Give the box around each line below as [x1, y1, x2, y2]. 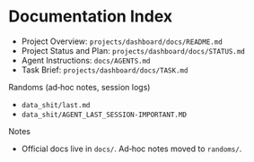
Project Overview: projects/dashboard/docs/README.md [21, 36, 223, 47]
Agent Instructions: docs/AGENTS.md [21, 55, 151, 65]
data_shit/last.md [21, 100, 91, 109]
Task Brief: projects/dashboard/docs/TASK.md [21, 64, 188, 75]
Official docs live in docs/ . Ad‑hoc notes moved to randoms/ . [21, 143, 242, 154]
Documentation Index [8, 6, 172, 27]
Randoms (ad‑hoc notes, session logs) [8, 81, 151, 92]
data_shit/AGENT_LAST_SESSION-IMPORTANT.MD [21, 110, 188, 119]
